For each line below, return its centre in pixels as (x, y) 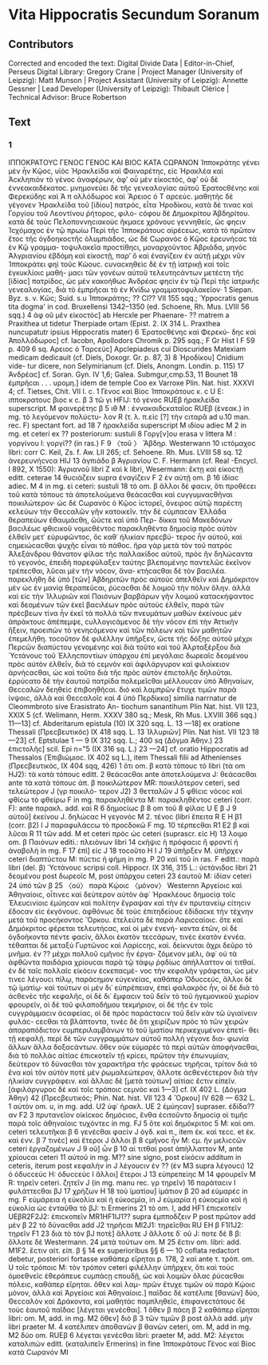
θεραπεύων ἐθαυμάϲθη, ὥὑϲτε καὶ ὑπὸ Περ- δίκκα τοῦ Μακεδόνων (120, 519)
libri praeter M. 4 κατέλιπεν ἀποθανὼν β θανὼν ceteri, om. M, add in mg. (130, 1327)
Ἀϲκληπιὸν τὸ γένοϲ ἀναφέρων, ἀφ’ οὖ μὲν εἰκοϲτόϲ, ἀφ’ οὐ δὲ (113, 179)
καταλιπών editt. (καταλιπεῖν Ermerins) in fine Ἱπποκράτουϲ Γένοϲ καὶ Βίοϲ (132, 1343)
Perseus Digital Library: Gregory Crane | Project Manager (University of (126, 72)
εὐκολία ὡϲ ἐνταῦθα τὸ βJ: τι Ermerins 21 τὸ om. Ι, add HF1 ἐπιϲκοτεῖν (125, 1208)
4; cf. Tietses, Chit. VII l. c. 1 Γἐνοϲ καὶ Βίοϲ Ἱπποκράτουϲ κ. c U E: (116, 391)
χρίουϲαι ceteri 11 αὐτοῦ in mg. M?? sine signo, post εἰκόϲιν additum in (125, 1157)
